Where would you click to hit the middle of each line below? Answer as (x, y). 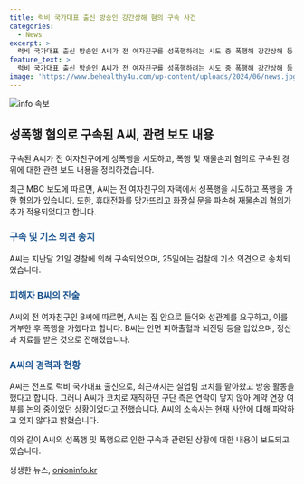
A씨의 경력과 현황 (45, 365)
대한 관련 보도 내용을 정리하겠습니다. (90, 169)
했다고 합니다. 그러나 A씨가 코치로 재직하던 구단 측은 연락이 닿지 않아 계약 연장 (147, 398)
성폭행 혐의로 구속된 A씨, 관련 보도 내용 (112, 135)
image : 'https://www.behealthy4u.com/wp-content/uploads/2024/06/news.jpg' (155, 77)
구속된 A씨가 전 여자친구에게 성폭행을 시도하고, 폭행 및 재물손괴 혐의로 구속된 (145, 158)
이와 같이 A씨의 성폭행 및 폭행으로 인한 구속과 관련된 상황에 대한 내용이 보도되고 (149, 440)
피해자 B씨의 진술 (44, 295)
